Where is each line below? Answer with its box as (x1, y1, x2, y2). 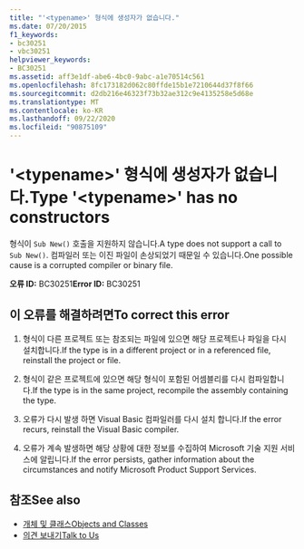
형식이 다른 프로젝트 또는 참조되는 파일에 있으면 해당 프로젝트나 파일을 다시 (22, 332, 288, 344)
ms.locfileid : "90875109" (9, 123, 107, 132)
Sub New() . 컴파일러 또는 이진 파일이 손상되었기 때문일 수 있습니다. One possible (9, 249, 293, 260)
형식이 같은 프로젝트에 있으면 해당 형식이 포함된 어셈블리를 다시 (22, 373, 246, 384)
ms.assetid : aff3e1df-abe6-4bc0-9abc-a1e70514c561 (9, 72, 205, 82)
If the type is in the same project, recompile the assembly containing (32, 384, 289, 395)
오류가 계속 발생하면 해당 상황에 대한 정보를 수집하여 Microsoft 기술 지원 (22, 442, 279, 453)
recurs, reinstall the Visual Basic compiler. (22, 423, 180, 435)
